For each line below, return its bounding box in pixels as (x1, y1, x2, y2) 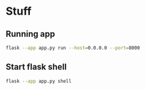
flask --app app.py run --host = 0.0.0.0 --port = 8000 (5, 45, 140, 51)
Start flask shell (5, 62, 67, 72)
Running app (5, 29, 56, 39)
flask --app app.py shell (5, 78, 71, 84)
